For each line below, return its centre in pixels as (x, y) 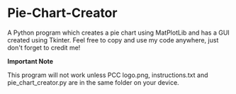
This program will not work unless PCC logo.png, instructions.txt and (108, 75)
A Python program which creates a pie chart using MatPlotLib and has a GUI (119, 33)
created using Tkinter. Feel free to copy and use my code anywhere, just (113, 40)
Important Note (30, 61)
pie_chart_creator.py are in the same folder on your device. (93, 82)
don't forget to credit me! (44, 47)
